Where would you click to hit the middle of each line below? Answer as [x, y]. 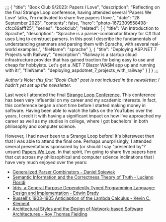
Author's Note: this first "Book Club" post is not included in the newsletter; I [83, 80]
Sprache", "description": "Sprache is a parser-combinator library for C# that [83, 33]
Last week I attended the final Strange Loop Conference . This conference [80, 95]
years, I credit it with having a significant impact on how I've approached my [83, 116]
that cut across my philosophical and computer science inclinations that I [80, 157]
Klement [21, 203]
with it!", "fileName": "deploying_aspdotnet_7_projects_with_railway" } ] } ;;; [82, 70]
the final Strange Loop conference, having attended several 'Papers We [78, 12]
